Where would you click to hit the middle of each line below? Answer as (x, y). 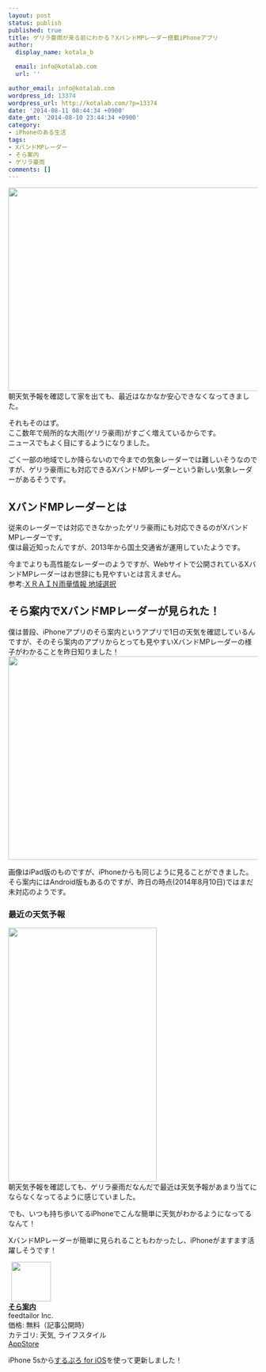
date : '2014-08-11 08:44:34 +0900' (67, 111)
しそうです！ (36, 1250)
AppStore (24, 1344)
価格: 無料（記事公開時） (48, 1325)
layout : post (30, 15)
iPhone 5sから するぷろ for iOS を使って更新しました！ (95, 1360)
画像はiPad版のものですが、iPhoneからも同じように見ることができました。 (131, 871)
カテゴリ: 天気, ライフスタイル (57, 1335)
